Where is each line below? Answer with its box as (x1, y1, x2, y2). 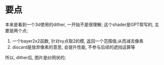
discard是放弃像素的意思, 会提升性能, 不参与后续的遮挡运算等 (12, 44, 136, 50)
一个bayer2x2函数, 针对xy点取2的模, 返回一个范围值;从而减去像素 (12, 38, 144, 44)
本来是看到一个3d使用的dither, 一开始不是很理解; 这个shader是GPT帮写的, (5, 22, 154, 27)
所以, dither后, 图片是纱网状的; (5, 54, 66, 60)
